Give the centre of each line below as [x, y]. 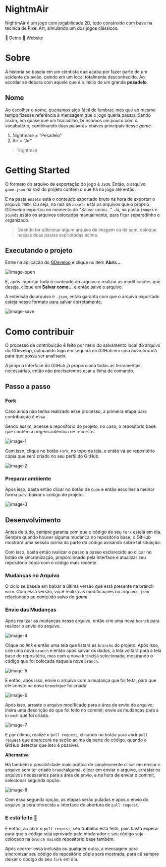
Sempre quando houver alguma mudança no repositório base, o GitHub [78, 537]
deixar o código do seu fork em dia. [42, 859]
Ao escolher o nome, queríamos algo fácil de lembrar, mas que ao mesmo [81, 110]
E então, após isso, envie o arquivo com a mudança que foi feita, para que [81, 680]
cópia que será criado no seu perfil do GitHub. [53, 456]
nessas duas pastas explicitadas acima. [57, 235]
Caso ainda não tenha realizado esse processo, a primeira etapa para [76, 411]
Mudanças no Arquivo [32, 576]
